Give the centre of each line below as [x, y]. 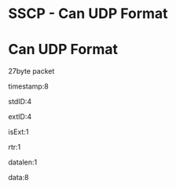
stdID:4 [20, 102]
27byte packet [31, 71]
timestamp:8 [28, 86]
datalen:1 [23, 162]
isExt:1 [18, 132]
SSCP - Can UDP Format [88, 14]
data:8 [18, 178]
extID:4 [20, 117]
